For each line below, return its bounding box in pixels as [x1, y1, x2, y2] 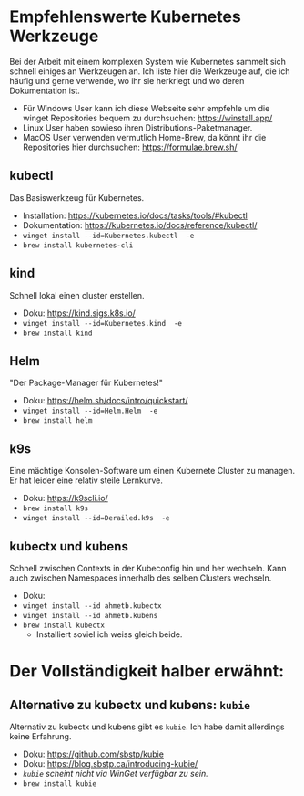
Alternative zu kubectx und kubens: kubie [9, 696, 250, 713]
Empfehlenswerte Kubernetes [9, 6, 241, 27]
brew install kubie [22, 780, 97, 789]
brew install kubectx [22, 621, 105, 630]
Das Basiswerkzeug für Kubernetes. [9, 192, 145, 203]
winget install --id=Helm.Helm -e [22, 406, 158, 416]
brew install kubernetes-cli [22, 240, 134, 250]
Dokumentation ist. [9, 85, 80, 96]
